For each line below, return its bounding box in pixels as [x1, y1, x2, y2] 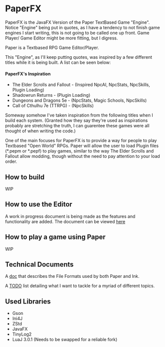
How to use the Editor [5, 200, 72, 209]
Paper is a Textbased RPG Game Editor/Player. [5, 44, 99, 50]
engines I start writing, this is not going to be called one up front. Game [5, 30, 150, 36]
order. [5, 158, 17, 164]
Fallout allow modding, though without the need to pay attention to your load [5, 154, 160, 159]
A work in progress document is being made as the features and [5, 213, 135, 219]
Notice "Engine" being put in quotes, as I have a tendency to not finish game [5, 24, 160, 30]
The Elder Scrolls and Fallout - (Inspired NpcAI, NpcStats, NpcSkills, [12, 82, 150, 88]
